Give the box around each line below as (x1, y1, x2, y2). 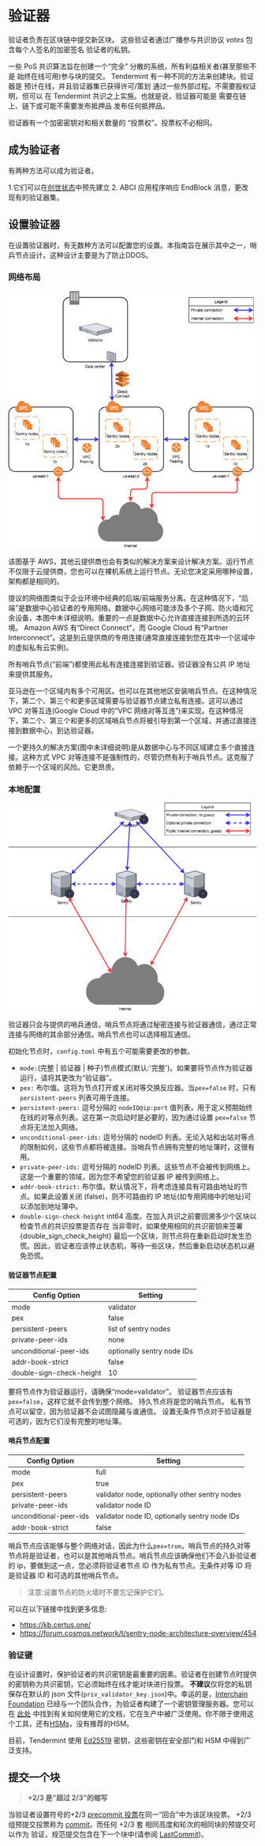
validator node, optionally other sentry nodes (95, 1489, 242, 1499)
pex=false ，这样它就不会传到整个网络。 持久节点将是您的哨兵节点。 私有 (8, 1396, 244, 1406)
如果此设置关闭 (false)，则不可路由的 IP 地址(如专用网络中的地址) (33, 1191, 244, 1201)
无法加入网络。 (33, 1122, 83, 1131)
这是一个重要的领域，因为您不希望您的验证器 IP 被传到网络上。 (19, 1172, 224, 1181)
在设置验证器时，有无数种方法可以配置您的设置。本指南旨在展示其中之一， (8, 240, 250, 250)
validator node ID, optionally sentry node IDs (95, 1512, 240, 1521)
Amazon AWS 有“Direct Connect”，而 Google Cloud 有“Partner (23, 623, 229, 632)
